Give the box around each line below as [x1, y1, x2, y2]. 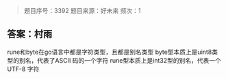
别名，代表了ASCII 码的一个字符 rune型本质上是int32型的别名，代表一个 [18, 56, 221, 64]
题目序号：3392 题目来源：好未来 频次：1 [23, 7, 141, 14]
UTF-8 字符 [7, 65, 40, 73]
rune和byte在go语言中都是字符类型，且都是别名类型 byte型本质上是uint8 [7, 48, 212, 56]
